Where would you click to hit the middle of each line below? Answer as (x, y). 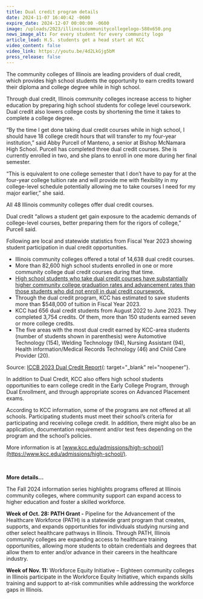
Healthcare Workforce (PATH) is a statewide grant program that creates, (96, 520)
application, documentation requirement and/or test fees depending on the (99, 429)
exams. (15, 398)
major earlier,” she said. (36, 193)
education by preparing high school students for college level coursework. (99, 105)
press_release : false (34, 57)
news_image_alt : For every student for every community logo (85, 34)
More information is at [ (35, 447)
